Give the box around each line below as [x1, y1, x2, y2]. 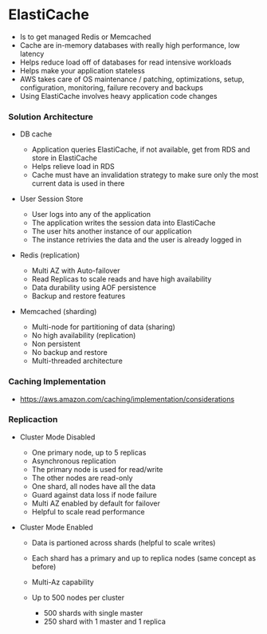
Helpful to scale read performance [31, 506, 145, 516]
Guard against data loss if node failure [31, 490, 157, 499]
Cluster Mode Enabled [19, 522, 93, 532]
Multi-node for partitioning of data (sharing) [31, 322, 175, 332]
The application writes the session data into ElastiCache [31, 218, 216, 228]
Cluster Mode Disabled [19, 432, 96, 442]
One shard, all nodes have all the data [31, 481, 156, 491]
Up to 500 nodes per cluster [31, 593, 125, 602]
